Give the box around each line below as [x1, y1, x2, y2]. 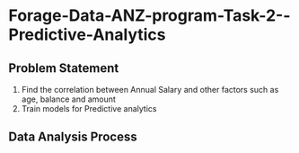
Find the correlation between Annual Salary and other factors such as [21, 85, 279, 94]
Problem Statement [8, 60, 119, 76]
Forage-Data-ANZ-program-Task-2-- [8, 5, 291, 26]
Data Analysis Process [8, 130, 137, 145]
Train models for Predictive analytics [21, 103, 157, 113]
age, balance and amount [21, 94, 116, 104]
